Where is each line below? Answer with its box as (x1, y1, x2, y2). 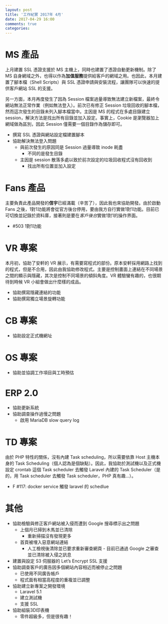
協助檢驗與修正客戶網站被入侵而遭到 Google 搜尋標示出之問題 (12, 520, 140, 526)
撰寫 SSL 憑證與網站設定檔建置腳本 (12, 132, 85, 138)
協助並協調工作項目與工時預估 (12, 369, 74, 376)
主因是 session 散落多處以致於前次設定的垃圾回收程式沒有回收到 (19, 157, 152, 163)
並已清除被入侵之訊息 (27, 551, 71, 557)
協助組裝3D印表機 (12, 607, 49, 613)
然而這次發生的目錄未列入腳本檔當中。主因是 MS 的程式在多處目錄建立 (5, 109, 150, 115)
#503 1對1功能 (12, 223, 41, 229)
